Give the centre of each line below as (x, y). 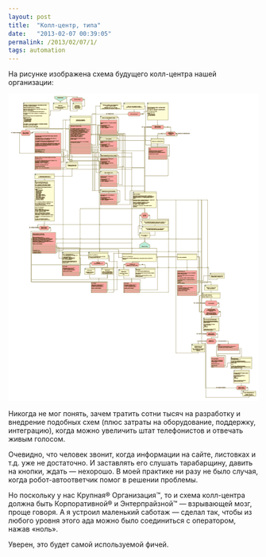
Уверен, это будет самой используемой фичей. (89, 544)
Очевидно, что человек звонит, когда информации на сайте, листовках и (132, 454)
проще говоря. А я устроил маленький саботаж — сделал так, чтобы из (130, 512)
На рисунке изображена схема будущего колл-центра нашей (112, 74)
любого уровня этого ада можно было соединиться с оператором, (122, 520)
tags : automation (37, 51)
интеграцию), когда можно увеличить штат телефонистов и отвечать (126, 430)
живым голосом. (37, 438)
